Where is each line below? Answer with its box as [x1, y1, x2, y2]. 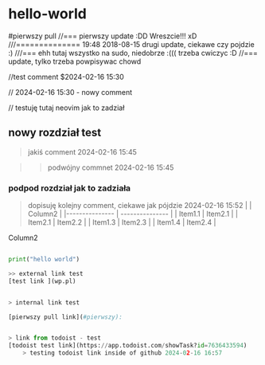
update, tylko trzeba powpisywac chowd [8, 57, 142, 66]
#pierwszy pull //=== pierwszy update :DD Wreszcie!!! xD [8, 31, 197, 41]
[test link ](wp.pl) [8, 277, 77, 285]
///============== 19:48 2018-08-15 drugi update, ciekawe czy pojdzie [8, 39, 255, 49]
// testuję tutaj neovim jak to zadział [8, 103, 125, 112]
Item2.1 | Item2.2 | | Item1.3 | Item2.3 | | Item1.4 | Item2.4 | [27, 218, 216, 227]
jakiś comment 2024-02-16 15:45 [27, 147, 137, 156]
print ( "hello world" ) [8, 256, 80, 264]
